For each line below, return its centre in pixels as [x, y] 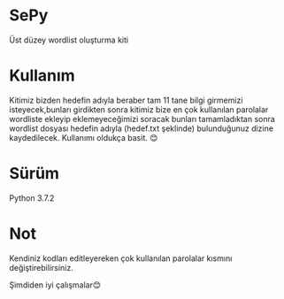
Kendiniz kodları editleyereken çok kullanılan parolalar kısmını [121, 258]
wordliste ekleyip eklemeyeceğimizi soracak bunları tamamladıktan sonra [142, 119]
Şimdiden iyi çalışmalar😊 [55, 285]
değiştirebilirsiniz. [41, 267]
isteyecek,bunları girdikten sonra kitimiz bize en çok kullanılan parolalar [139, 109]
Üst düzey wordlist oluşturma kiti [69, 40]
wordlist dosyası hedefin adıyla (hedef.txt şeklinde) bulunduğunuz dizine [142, 128]
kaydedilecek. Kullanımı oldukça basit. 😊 [84, 137]
